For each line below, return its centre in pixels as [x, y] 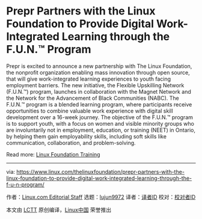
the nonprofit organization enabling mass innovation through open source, [98, 72]
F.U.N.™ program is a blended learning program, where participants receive [99, 104]
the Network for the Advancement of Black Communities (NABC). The [93, 98]
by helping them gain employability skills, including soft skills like [87, 136]
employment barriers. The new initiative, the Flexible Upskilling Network [95, 85]
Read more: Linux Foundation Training [53, 154]
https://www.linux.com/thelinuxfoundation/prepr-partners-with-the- [101, 171]
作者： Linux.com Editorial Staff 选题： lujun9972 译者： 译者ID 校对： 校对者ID [101, 197]
